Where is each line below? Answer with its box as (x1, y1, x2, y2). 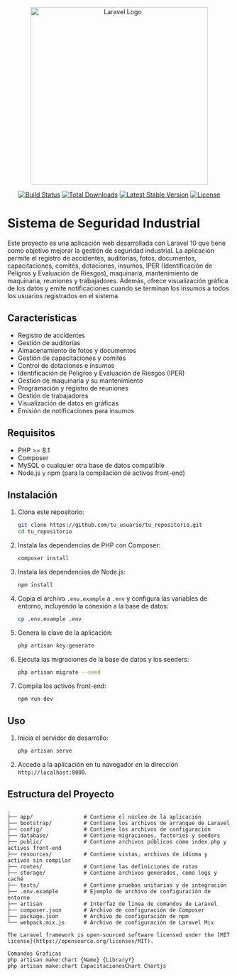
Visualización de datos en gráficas (17, 398, 119, 408)
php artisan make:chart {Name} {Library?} (7, 956, 135, 964)
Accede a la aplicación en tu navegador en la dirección (17, 760, 179, 769)
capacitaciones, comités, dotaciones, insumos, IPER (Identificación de (7, 261, 213, 270)
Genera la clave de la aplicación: (17, 628, 113, 637)
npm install (17, 582, 53, 589)
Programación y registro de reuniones (17, 383, 129, 392)
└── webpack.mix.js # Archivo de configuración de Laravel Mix (7, 919, 214, 926)
